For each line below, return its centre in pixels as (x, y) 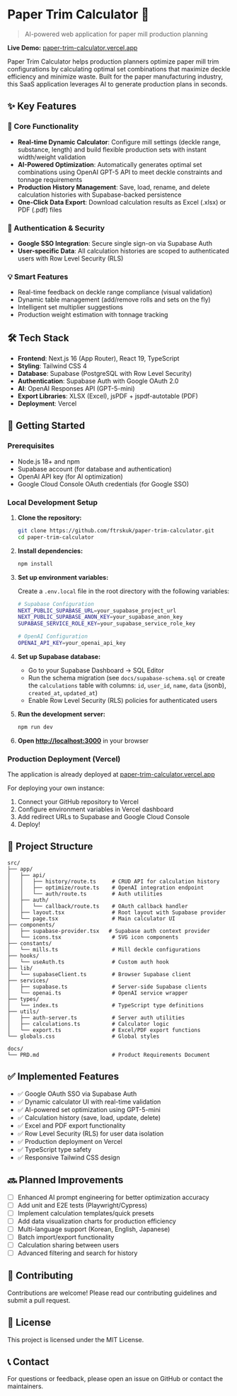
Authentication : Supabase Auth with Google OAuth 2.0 (98, 381)
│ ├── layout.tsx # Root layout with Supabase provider (117, 912)
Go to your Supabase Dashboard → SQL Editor (96, 670)
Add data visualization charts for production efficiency (97, 1221)
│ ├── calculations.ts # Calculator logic (88, 1024)
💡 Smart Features (38, 277)
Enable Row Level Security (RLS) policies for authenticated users (123, 700)
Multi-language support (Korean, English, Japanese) (94, 1229)
